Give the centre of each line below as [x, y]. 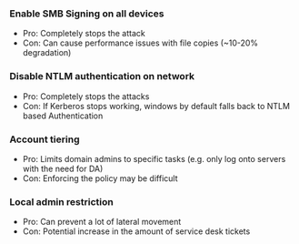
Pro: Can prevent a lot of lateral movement [102, 222]
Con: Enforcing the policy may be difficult [100, 178]
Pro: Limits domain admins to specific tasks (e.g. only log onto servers [154, 158]
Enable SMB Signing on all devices [87, 14]
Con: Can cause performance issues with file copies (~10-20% [140, 43]
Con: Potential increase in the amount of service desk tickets [136, 231]
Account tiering [45, 139]
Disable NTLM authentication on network [102, 76]
